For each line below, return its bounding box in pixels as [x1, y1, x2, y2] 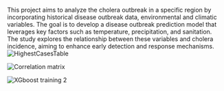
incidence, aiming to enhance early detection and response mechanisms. [7, 42, 214, 50]
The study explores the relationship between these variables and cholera [7, 35, 214, 43]
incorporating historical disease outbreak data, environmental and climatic [7, 13, 218, 21]
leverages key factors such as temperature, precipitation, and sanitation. [7, 27, 212, 36]
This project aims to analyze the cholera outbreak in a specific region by [7, 6, 212, 14]
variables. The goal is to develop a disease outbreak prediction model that [7, 21, 217, 28]
